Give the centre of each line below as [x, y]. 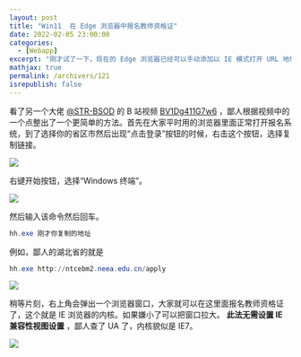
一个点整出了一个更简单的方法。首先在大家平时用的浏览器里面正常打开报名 [146, 122]
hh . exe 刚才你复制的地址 [50, 233]
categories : [31, 43]
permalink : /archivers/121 [60, 76]
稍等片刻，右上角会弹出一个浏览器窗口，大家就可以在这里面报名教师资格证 [146, 304]
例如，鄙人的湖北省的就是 [56, 251]
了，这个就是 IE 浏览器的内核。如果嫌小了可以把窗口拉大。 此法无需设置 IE [146, 315]
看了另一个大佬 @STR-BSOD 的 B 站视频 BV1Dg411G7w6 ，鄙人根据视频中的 [150, 111]
